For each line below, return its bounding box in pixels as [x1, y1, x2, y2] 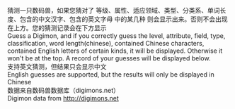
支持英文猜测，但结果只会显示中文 [7, 63, 107, 70]
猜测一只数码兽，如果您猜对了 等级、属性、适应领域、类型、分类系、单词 [7, 6, 220, 14]
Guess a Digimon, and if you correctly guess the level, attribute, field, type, [7, 32, 226, 40]
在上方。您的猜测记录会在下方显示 [7, 24, 107, 32]
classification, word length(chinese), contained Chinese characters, [7, 39, 205, 47]
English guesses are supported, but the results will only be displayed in [7, 70, 214, 79]
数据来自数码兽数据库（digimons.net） [7, 86, 120, 94]
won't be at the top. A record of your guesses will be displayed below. [7, 54, 211, 62]
